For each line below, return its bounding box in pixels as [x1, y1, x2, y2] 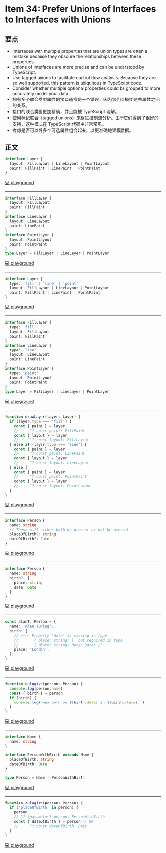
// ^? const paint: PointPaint [14, 474, 87, 479]
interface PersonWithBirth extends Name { [5, 753, 94, 757]
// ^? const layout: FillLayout [14, 437, 90, 443]
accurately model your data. [12, 91, 70, 96]
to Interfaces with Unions [5, 14, 111, 25]
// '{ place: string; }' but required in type [14, 638, 123, 643]
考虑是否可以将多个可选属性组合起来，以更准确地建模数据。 [12, 127, 134, 133]
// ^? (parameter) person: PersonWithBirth [14, 814, 105, 819]
